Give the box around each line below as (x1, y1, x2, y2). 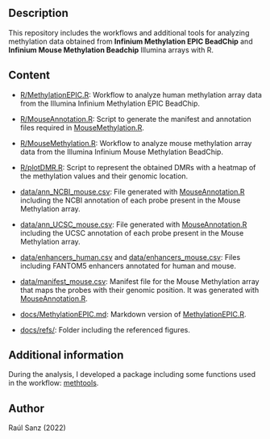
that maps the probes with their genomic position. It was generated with (19, 285, 260, 295)
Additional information (8, 349, 124, 362)
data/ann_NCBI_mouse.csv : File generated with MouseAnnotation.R (19, 186, 245, 196)
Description (8, 6, 69, 20)
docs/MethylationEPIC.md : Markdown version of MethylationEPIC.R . (19, 309, 247, 319)
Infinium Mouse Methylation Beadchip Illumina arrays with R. (8, 44, 214, 55)
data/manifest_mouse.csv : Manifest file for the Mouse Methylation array (19, 276, 260, 286)
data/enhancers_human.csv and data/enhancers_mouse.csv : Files (19, 252, 241, 261)
